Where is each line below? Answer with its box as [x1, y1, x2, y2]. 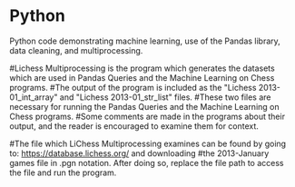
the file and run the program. [9, 167, 117, 178]
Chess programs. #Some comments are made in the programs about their [9, 111, 286, 122]
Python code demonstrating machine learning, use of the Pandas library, [9, 35, 281, 46]
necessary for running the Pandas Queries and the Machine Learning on [9, 101, 280, 112]
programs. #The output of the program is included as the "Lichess [9, 82, 257, 93]
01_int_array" [9, 92, 58, 103]
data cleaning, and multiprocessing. [9, 44, 143, 55]
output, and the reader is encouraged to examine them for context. [9, 120, 259, 132]
